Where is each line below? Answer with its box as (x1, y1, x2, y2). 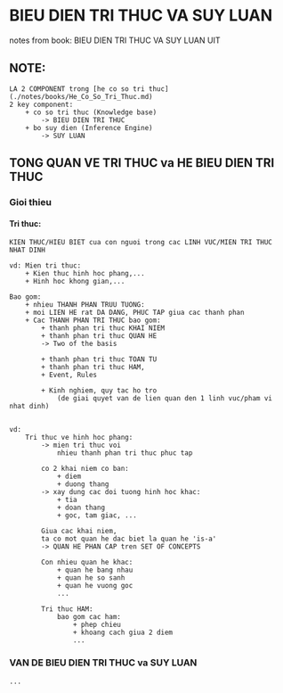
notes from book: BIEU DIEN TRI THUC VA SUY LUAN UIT (9, 35, 221, 45)
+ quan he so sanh (56, 573, 125, 582)
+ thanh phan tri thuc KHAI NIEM (41, 324, 166, 333)
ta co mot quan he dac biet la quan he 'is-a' (41, 534, 217, 544)
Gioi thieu (9, 196, 52, 209)
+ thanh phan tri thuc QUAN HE (41, 332, 158, 341)
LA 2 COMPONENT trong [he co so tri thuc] (9, 84, 169, 94)
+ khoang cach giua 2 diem (72, 628, 174, 638)
